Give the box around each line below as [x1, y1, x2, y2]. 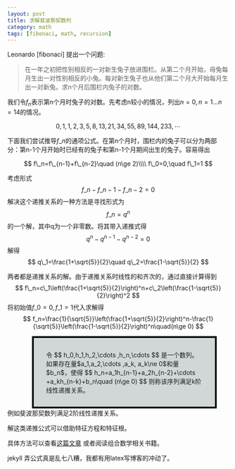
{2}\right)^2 [96, 291, 131, 300]
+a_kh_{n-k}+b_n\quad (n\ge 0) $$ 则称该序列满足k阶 [46, 377, 202, 386]
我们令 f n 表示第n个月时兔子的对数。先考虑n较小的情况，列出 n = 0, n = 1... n [7, 98, 222, 108]
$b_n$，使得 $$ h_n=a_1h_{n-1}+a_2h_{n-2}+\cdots [46, 368, 196, 377]
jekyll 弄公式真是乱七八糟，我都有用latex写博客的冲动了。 [7, 454, 174, 463]
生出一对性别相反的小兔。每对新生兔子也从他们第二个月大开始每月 [30, 74, 222, 83]
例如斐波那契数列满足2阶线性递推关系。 [7, 409, 122, 418]
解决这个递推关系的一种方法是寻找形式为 [7, 197, 125, 206]
